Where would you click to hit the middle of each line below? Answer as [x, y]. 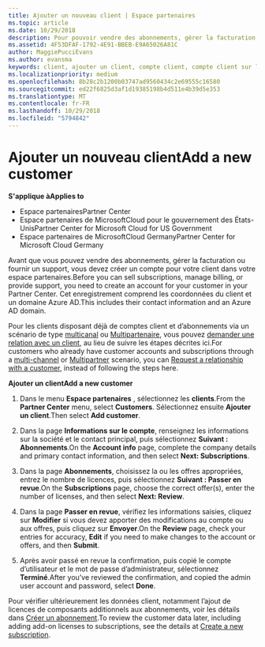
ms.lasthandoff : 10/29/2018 [54, 111]
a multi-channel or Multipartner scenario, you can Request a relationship [126, 359]
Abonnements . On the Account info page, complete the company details [138, 447]
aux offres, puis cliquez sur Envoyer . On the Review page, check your [132, 528]
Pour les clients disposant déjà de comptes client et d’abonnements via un [129, 325]
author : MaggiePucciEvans [50, 52]
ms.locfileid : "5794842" [49, 118]
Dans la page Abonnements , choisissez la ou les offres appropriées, [131, 471]
